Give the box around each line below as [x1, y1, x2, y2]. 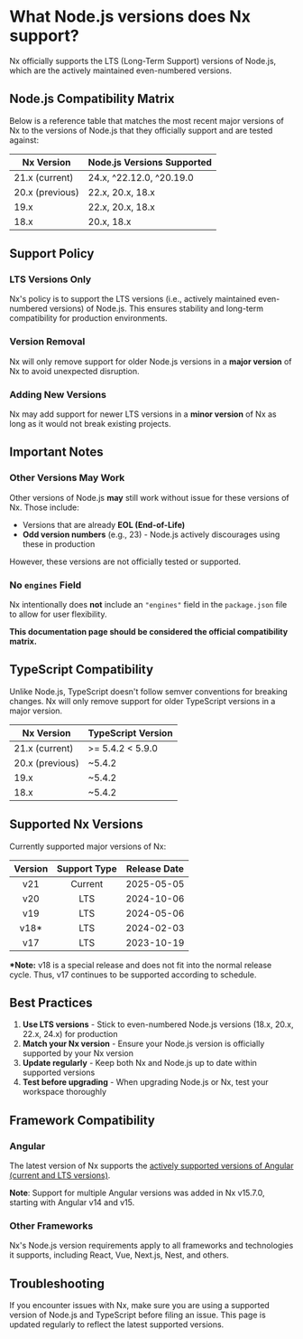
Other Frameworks [9, 1220, 94, 1232]
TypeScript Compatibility [9, 662, 154, 677]
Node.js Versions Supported [87, 156, 212, 168]
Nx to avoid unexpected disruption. [9, 365, 140, 376]
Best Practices [9, 995, 93, 1011]
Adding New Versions [9, 388, 106, 401]
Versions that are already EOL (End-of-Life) [22, 519, 186, 530]
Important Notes [9, 445, 104, 460]
